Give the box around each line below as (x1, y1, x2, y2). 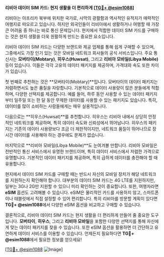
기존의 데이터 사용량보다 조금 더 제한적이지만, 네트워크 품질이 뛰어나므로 (14, 126, 152, 132)
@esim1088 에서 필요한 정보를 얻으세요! (5, 237, 82, 242)
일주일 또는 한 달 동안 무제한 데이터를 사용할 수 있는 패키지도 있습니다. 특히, (14, 97, 158, 103)
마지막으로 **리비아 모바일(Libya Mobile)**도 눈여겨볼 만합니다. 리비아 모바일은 (5, 142, 158, 148)
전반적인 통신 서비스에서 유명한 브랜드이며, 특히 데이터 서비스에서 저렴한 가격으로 (5, 149, 160, 154)
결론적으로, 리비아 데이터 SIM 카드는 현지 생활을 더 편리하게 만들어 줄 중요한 (5, 212, 150, 218)
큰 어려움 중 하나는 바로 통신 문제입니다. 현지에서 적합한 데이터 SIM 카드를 (5, 27, 146, 33)
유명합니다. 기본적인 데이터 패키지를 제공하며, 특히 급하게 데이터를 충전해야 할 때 (5, 155, 158, 161)
